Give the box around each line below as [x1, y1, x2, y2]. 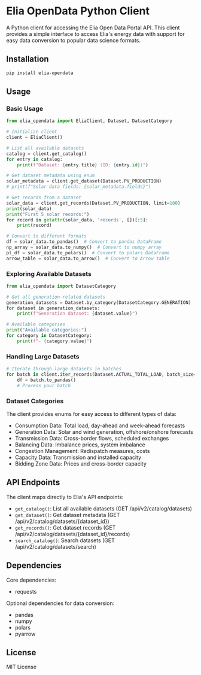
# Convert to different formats [6, 233, 87, 239]
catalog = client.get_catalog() [6, 151, 87, 157]
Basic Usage [6, 104, 44, 113]
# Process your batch [17, 382, 71, 388]
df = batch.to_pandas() [17, 377, 77, 383]
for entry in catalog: [6, 156, 63, 162]
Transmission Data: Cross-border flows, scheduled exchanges [14, 434, 169, 442]
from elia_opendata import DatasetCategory [6, 283, 117, 289]
